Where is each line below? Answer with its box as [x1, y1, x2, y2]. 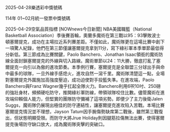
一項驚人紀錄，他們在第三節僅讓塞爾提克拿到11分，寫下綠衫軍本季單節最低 [5, 45, 160, 51]
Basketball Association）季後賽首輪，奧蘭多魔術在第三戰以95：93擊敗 [5, 32, 152, 38]
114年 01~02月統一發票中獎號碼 [5, 15, 71, 21]
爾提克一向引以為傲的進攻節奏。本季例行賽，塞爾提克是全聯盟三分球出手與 [5, 64, 160, 70]
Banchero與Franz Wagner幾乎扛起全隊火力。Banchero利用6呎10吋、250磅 [5, 83, 161, 89]
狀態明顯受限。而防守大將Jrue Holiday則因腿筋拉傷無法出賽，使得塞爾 [18, 115, 165, 121]
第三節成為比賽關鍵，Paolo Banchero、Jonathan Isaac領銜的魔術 [22, 51, 159, 57]
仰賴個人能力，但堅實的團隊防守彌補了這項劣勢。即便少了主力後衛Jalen [14, 96, 163, 102]
